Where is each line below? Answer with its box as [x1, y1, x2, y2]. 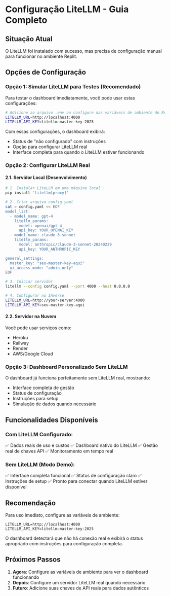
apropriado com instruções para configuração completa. [5, 540, 123, 546]
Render [12, 345, 28, 351]
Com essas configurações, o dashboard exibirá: [5, 128, 105, 135]
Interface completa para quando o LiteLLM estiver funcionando [12, 149, 145, 155]
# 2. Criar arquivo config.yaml [5, 199, 73, 205]
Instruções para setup [12, 396, 59, 402]
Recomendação [5, 499, 56, 507]
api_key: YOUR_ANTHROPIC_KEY [18, 247, 80, 252]
